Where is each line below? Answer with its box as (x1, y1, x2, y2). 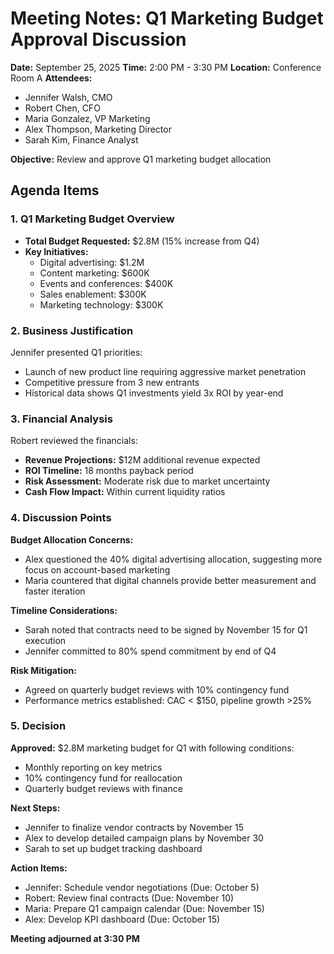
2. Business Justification (10, 323, 134, 337)
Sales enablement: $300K (39, 288, 147, 300)
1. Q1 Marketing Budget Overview (10, 212, 175, 226)
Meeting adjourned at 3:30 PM (10, 932, 140, 944)
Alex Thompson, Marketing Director (24, 123, 172, 135)
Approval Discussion (10, 28, 187, 51)
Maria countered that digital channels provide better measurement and (24, 574, 317, 586)
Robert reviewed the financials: (10, 435, 138, 447)
